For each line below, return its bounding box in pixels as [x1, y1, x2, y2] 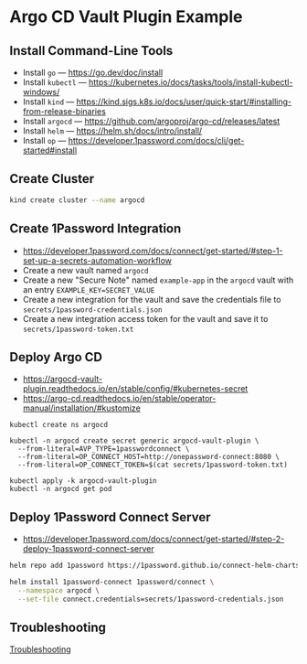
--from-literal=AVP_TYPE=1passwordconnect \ [17, 444, 190, 454]
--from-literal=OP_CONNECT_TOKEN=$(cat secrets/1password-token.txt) [17, 460, 288, 470]
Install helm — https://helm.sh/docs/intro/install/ [22, 125, 203, 136]
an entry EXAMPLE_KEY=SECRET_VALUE [22, 284, 155, 295]
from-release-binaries [22, 106, 107, 116]
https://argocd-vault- [22, 373, 103, 385]
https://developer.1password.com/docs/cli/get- [68, 135, 245, 145]
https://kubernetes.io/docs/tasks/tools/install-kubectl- [88, 77, 293, 88]
